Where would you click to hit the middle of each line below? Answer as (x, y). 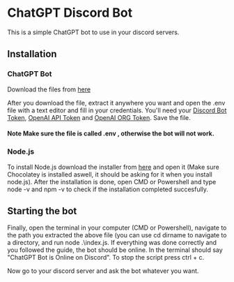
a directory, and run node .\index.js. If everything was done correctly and (112, 243)
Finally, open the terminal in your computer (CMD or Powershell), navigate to (117, 228)
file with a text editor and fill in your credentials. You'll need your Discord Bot (117, 110)
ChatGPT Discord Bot (70, 13)
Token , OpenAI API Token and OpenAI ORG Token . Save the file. (99, 117)
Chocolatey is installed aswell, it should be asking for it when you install (110, 174)
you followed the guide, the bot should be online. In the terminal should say (115, 250)
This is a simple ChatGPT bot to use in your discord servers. (93, 32)
